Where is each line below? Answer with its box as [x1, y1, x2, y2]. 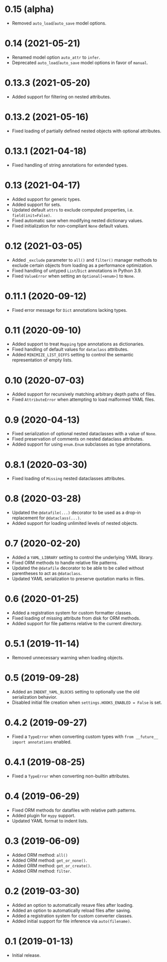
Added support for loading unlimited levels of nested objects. [11, 520, 138, 526]
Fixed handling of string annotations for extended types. [11, 162, 128, 168]
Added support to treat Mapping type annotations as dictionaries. [11, 341, 144, 347]
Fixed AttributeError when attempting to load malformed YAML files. [11, 397, 155, 403]
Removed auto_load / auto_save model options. [11, 20, 107, 26]
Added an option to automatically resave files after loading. [11, 902, 133, 908]
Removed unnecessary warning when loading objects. [11, 655, 124, 660]
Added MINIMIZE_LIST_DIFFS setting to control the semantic [11, 352, 133, 358]
